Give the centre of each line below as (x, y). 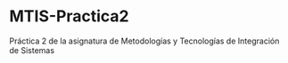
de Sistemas (32, 50)
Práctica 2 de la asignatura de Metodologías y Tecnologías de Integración (144, 41)
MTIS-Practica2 (69, 16)
